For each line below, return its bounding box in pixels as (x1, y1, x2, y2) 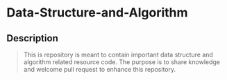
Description (6, 32, 58, 44)
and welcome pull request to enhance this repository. (23, 66, 176, 73)
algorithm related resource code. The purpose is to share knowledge (23, 58, 220, 66)
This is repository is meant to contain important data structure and (23, 50, 213, 59)
